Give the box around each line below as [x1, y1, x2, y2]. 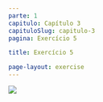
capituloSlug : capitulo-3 [8, 27, 95, 35]
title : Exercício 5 [8, 49, 74, 57]
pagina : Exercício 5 [8, 34, 78, 43]
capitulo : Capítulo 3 [8, 19, 81, 27]
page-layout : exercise [8, 63, 84, 71]
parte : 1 [8, 11, 38, 20]
